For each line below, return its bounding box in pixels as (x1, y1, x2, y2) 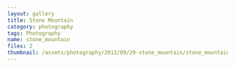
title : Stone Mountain (7, 17, 73, 24)
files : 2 (7, 43, 33, 50)
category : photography (7, 23, 73, 30)
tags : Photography (7, 29, 61, 37)
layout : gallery (7, 10, 55, 17)
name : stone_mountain (7, 36, 71, 43)
